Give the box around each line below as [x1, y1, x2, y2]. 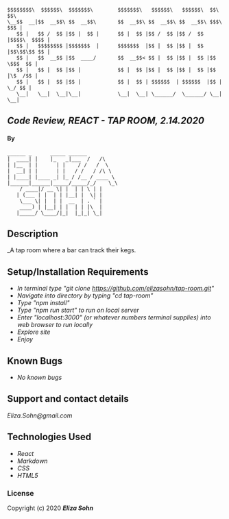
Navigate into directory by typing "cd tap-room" [16, 291, 154, 300]
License [7, 488, 34, 498]
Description [7, 228, 58, 239]
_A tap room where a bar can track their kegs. [7, 246, 136, 254]
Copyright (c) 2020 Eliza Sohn [7, 504, 94, 512]
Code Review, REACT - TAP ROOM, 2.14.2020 [7, 115, 204, 127]
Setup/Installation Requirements [7, 266, 149, 278]
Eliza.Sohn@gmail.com [7, 411, 73, 420]
